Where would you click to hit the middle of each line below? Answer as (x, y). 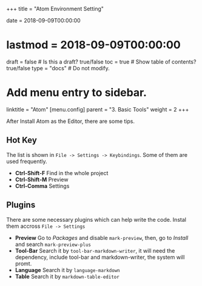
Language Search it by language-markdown (67, 270)
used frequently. (27, 161)
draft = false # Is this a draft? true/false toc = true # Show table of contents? (101, 62)
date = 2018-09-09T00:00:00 (43, 20)
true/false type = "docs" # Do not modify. (58, 68)
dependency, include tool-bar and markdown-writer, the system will (100, 257)
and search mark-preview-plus (53, 244)
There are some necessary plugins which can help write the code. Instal (96, 219)
